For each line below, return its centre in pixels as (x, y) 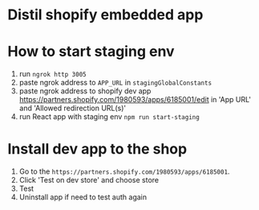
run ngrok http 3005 (53, 74)
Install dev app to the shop (97, 149)
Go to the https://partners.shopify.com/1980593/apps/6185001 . (124, 171)
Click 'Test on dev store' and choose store (89, 180)
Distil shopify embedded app (105, 15)
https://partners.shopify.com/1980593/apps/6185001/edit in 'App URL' (135, 100)
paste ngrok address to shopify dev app (85, 91)
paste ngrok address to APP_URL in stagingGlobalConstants (115, 83)
